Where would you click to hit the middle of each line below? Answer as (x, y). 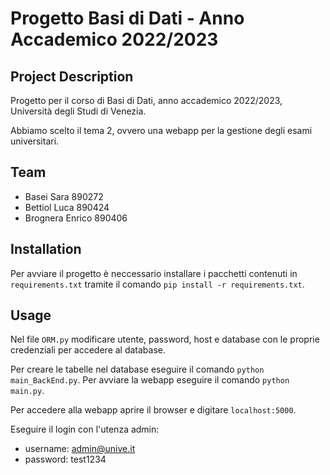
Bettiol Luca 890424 (67, 207)
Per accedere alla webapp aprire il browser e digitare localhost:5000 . (153, 410)
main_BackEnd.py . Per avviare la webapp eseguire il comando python (150, 380)
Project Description (72, 76)
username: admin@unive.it (80, 449)
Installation (46, 249)
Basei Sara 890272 (64, 196)
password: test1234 (65, 459)
